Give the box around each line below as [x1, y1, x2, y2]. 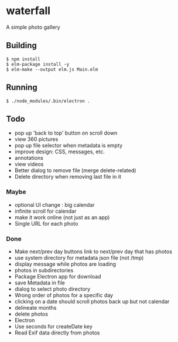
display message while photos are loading [14, 260, 116, 267]
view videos [14, 160, 44, 168]
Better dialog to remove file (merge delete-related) [14, 167, 136, 174]
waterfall [6, 4, 51, 18]
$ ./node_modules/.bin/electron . [6, 98, 91, 104]
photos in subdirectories [14, 266, 74, 274]
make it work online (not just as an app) [14, 213, 110, 221]
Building [6, 41, 37, 51]
